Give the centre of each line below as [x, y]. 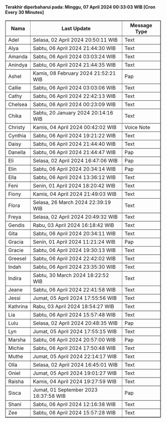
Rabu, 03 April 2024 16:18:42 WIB [74, 225]
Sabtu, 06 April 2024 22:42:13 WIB [74, 96]
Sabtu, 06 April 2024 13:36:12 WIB [74, 177]
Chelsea [18, 105]
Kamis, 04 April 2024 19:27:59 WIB [75, 381]
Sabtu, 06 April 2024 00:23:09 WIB [74, 105]
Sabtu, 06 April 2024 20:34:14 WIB [74, 169]
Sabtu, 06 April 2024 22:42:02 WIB [74, 258]
